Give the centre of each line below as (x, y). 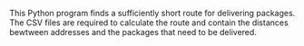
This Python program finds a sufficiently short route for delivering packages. (152, 13)
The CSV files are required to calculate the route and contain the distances (149, 23)
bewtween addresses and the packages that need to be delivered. (133, 32)
